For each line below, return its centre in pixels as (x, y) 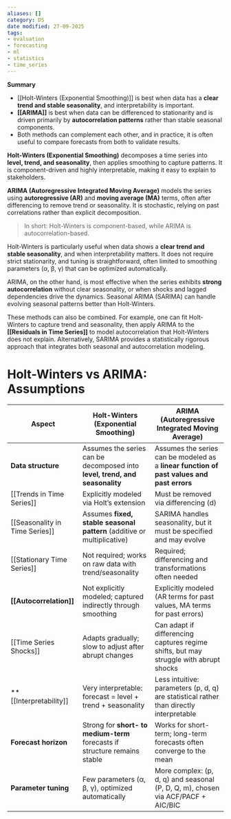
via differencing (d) (185, 503)
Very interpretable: (112, 688)
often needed (176, 576)
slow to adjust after (113, 647)
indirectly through (111, 605)
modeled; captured (113, 596)
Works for (170, 725)
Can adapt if (174, 625)
